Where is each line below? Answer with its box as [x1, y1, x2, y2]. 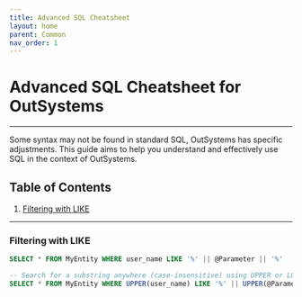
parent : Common [9, 30, 67, 39]
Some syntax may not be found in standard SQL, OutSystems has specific [9, 134, 283, 145]
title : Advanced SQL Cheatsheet [9, 13, 130, 22]
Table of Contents [9, 179, 112, 194]
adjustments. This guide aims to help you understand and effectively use [9, 144, 279, 155]
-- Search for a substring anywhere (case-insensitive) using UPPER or [9, 271, 283, 280]
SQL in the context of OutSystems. [9, 154, 138, 165]
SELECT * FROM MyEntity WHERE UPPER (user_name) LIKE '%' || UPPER [9, 280, 263, 289]
